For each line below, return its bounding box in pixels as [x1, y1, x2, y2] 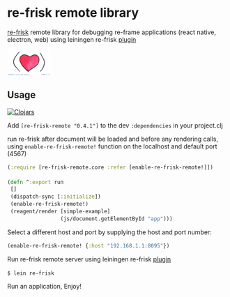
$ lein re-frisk [7, 270, 54, 277]
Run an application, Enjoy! [7, 282, 82, 290]
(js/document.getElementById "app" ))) [60, 215, 173, 222]
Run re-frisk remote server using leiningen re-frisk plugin [7, 254, 171, 263]
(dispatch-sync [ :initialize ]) [10, 193, 101, 200]
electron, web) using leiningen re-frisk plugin [7, 35, 137, 43]
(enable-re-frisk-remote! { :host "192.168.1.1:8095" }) [7, 242, 170, 249]
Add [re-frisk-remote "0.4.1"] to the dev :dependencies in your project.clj [7, 121, 223, 130]
